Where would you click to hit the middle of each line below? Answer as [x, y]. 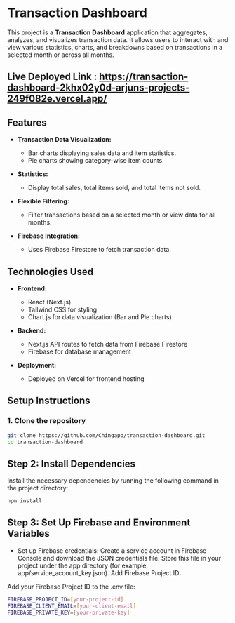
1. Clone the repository [47, 421]
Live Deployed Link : [52, 77]
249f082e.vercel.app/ [57, 99]
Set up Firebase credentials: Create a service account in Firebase [112, 550]
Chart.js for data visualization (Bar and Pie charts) [100, 316]
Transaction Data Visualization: [64, 140]
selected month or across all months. [61, 55]
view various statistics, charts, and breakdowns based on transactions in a [115, 47]
